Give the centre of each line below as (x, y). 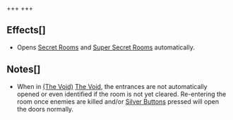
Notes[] (24, 70)
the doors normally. (45, 109)
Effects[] (26, 30)
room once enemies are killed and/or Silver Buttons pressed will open (118, 101)
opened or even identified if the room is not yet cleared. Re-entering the (121, 94)
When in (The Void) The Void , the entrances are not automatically (112, 86)
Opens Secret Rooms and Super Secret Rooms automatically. (106, 47)
